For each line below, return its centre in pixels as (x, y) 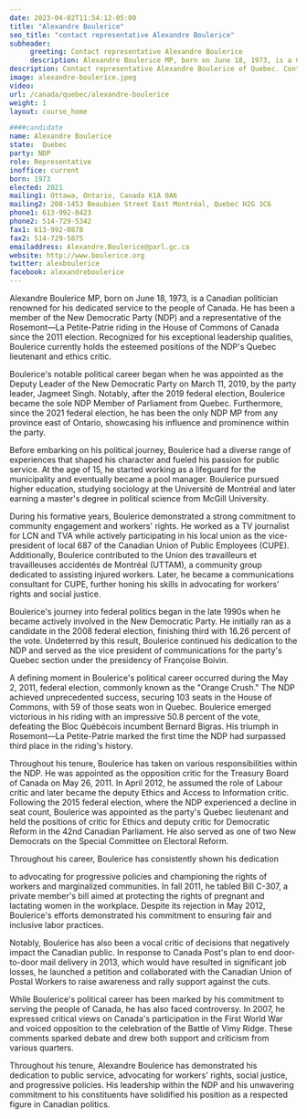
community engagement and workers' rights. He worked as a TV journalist (149, 526)
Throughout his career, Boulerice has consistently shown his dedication (144, 859)
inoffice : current (44, 170)
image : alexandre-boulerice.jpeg (73, 78)
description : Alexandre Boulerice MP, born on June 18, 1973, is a (161, 60)
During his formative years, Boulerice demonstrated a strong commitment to (153, 516)
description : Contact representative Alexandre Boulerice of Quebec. (145, 69)
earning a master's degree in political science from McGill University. (139, 498)
